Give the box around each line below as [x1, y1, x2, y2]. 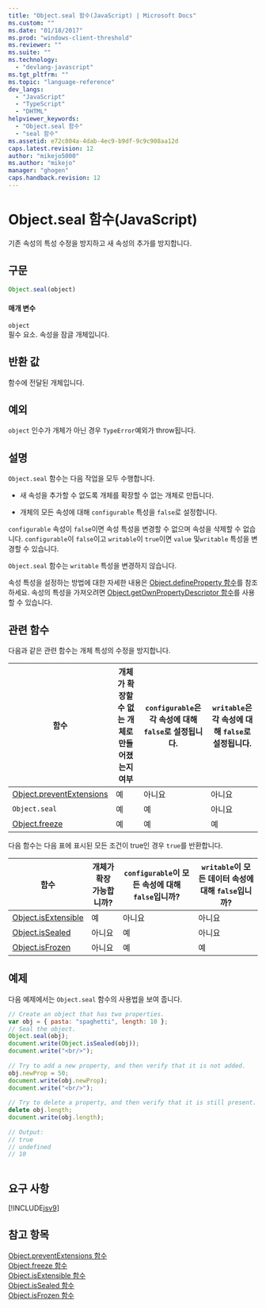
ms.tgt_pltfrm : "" [8, 71, 69, 79]
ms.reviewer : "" [8, 41, 62, 49]
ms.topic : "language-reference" [8, 78, 115, 86]
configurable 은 [145, 702, 202, 713]
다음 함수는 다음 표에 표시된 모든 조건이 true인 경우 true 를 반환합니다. [8, 841, 223, 850]
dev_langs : [8, 85, 44, 94]
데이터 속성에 [207, 873, 254, 884]
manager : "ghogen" [8, 167, 69, 175]
